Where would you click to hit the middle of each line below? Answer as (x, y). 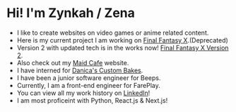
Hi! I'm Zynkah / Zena (71, 13)
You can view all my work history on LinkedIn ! (83, 93)
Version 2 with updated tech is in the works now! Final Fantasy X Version (123, 47)
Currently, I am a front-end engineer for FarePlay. (88, 85)
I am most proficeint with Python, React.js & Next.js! (92, 100)
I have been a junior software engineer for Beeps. (89, 78)
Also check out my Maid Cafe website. (73, 62)
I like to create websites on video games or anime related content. (113, 33)
